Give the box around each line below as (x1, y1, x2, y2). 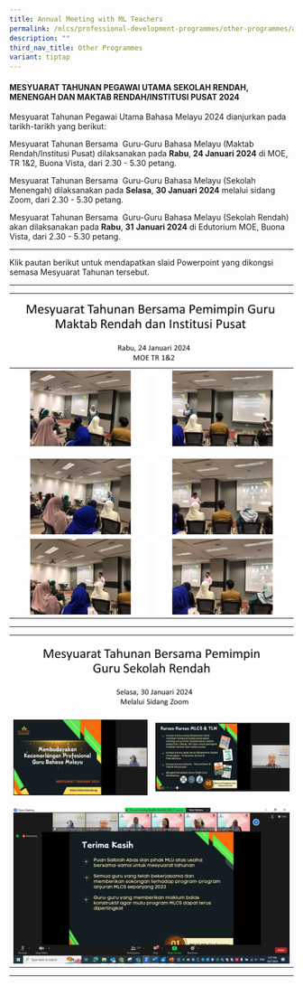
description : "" (9, 33, 70, 42)
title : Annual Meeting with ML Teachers (9, 14, 164, 23)
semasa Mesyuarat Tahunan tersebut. (9, 267, 151, 277)
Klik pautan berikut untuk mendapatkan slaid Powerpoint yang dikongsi (9, 258, 273, 268)
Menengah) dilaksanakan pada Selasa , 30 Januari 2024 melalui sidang (9, 185, 276, 196)
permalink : (9, 23, 50, 33)
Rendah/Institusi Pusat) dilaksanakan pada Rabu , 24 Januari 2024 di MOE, (9, 148, 289, 159)
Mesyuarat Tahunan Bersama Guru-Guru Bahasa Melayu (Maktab (9, 138, 254, 149)
